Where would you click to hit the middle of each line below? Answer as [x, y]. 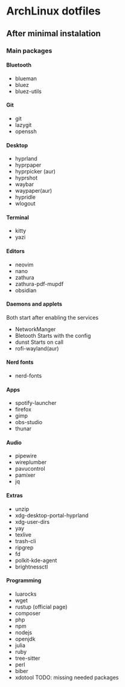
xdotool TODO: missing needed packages [67, 677]
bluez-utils [28, 91]
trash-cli [25, 541]
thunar [23, 429]
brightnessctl [31, 567]
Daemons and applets [34, 304]
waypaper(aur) [34, 191]
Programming [24, 581]
